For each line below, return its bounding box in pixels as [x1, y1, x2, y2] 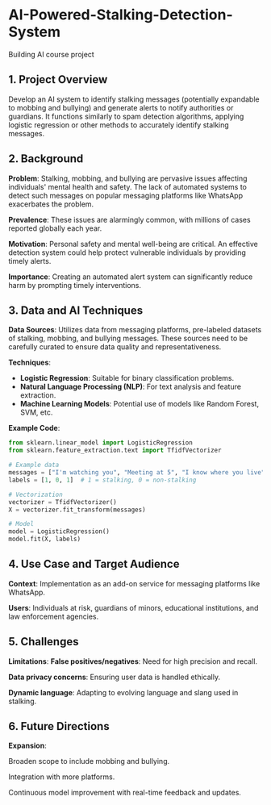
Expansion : [8, 740, 47, 751]
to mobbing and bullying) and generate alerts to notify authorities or [8, 102, 234, 112]
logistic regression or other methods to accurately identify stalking [8, 119, 230, 130]
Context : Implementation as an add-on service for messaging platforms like [8, 578, 261, 588]
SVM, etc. [19, 407, 53, 417]
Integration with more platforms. [8, 772, 115, 782]
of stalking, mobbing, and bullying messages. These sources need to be [8, 333, 248, 344]
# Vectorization [8, 490, 63, 498]
